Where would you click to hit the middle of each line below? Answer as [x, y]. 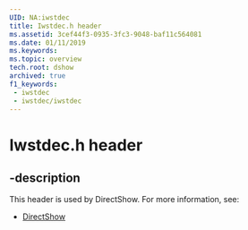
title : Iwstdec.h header [56, 26]
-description [45, 178]
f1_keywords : [34, 84]
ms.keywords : [34, 51]
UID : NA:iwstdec [39, 17]
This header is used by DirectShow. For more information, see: [124, 200]
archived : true [38, 76]
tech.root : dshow [42, 68]
